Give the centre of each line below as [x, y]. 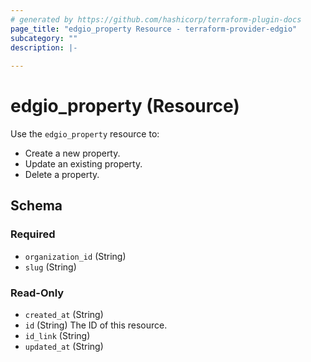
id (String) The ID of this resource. [96, 325]
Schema [36, 206]
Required [33, 234]
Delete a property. [62, 175]
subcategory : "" [44, 38]
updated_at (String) [64, 347]
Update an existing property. [83, 164]
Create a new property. [72, 153]
